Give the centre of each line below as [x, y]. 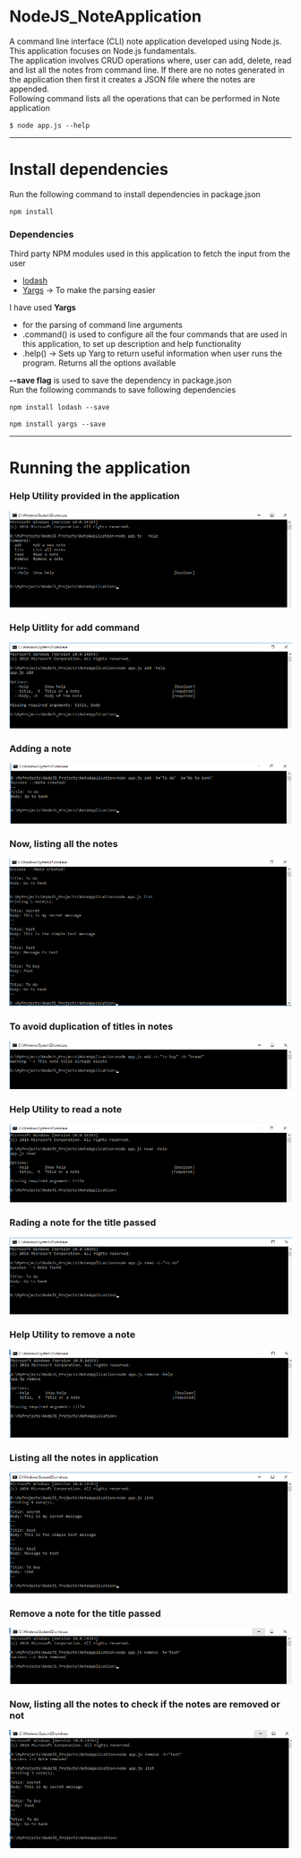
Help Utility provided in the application [95, 497]
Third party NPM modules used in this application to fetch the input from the [150, 254]
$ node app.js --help [50, 125]
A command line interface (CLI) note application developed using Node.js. [146, 41]
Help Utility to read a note [66, 1110]
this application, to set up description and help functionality [132, 344]
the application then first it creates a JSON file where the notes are [133, 79]
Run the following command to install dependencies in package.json [135, 194]
